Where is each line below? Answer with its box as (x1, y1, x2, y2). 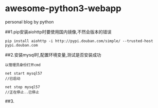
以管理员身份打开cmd (5, 62, 41, 67)
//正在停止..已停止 (5, 90, 39, 94)
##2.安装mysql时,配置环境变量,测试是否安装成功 (5, 52, 101, 58)
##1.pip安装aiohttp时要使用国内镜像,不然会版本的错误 (5, 29, 112, 34)
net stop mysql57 (5, 84, 40, 90)
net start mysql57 (5, 71, 42, 76)
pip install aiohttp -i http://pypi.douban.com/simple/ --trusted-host (5, 38, 153, 44)
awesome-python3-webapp (5, 3, 122, 14)
